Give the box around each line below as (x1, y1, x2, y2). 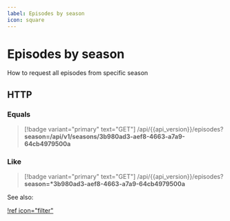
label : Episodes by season (7, 10, 85, 17)
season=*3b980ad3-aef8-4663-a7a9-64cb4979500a (23, 180, 185, 188)
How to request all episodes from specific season (7, 69, 148, 77)
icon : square (7, 17, 45, 23)
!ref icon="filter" (7, 207, 54, 215)
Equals (7, 109, 31, 119)
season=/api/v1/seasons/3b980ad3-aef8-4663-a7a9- (23, 132, 185, 141)
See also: (7, 193, 34, 202)
